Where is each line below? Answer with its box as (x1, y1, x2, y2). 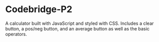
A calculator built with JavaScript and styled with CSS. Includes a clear (5, 20, 154, 26)
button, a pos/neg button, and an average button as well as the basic (5, 25, 150, 31)
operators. (5, 31, 27, 37)
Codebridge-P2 (5, 4, 72, 15)
